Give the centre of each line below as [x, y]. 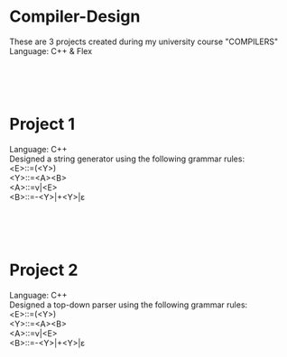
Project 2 [44, 270]
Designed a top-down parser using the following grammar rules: [129, 305]
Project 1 [42, 124]
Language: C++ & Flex [51, 50]
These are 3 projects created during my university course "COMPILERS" [143, 41]
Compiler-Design [75, 17]
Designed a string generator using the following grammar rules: [127, 159]
